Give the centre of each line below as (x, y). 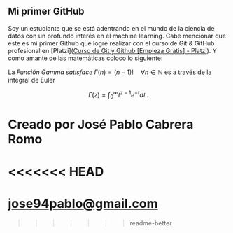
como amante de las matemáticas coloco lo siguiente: (85, 58)
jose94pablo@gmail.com (83, 203)
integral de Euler (31, 80)
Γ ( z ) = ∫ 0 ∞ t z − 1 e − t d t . (118, 95)
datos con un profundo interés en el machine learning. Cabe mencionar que (117, 36)
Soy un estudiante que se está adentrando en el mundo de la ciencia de (111, 28)
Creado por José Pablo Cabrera (101, 125)
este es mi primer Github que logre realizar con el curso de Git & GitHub (111, 43)
